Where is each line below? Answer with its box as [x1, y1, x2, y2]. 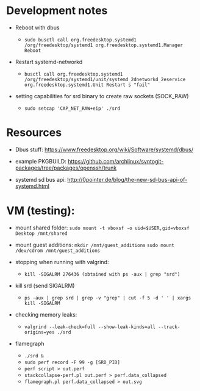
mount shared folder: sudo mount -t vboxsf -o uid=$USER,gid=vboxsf [15, 224, 190, 231]
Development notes [6, 4, 108, 18]
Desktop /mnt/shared [15, 230, 68, 237]
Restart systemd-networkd [15, 58, 83, 65]
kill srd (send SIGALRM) [15, 282, 75, 289]
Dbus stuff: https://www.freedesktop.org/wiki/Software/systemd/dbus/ [15, 146, 194, 153]
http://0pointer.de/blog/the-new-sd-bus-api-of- [66, 176, 188, 183]
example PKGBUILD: [15, 157, 67, 165]
